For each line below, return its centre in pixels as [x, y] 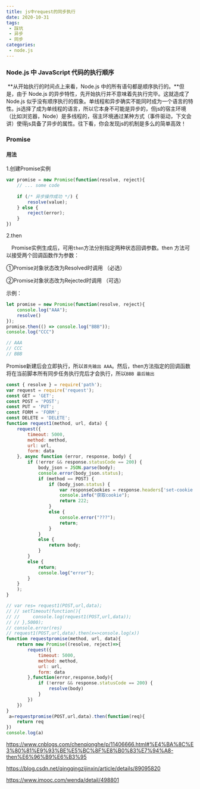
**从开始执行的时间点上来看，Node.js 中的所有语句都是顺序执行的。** [93, 86]
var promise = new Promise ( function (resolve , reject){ [76, 180]
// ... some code [38, 186]
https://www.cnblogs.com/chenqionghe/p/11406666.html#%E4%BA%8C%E [100, 744]
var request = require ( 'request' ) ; [50, 390]
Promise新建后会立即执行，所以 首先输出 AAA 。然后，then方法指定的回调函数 [99, 366]
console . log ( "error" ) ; [66, 573]
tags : [13, 23]
